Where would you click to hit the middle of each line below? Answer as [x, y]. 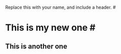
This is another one [36, 46]
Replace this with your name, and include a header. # [61, 7]
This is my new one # [50, 28]
